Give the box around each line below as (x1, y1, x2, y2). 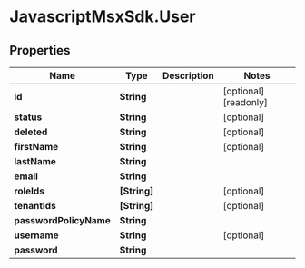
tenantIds (14, 200, 56, 212)
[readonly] (222, 96, 268, 108)
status (14, 111, 43, 124)
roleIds (14, 184, 45, 197)
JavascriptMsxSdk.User (9, 6, 197, 27)
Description (162, 70, 215, 82)
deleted (14, 125, 48, 138)
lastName (14, 155, 57, 167)
